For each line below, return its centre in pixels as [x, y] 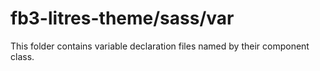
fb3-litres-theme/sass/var [122, 18]
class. [22, 56]
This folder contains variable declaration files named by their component [160, 46]
